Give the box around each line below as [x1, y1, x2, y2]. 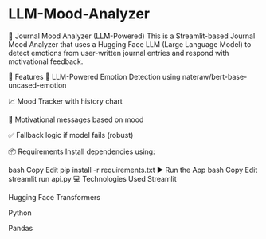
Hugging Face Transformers [8, 192, 101, 202]
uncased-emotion [8, 80, 67, 90]
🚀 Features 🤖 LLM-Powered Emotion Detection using [8, 72, 181, 81]
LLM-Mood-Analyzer [8, 5, 150, 23]
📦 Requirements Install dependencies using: [8, 147, 155, 156]
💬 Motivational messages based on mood [8, 115, 144, 124]
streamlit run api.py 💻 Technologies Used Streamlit [8, 174, 177, 183]
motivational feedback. [8, 57, 84, 66]
